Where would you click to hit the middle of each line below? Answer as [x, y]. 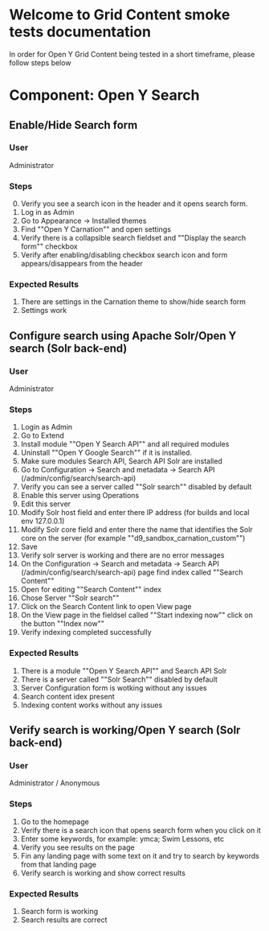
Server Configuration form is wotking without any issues [114, 688]
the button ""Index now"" [63, 624]
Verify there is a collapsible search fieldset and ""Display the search [133, 238]
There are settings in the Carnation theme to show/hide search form [133, 302]
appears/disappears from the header [82, 264]
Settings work [44, 311]
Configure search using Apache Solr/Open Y [123, 336]
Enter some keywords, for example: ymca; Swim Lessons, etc [122, 838]
